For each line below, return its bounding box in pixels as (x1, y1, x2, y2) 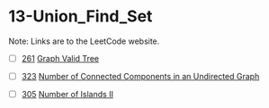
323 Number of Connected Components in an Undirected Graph (21, 71, 260, 81)
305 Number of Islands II (21, 89, 114, 100)
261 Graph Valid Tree (21, 53, 100, 63)
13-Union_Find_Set (8, 6, 153, 27)
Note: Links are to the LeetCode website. (8, 36, 160, 46)
